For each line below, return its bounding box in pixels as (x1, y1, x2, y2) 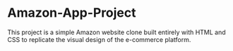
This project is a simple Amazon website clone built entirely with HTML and (7, 28, 226, 36)
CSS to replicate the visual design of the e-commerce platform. (7, 35, 191, 43)
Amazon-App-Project (7, 5, 136, 21)
